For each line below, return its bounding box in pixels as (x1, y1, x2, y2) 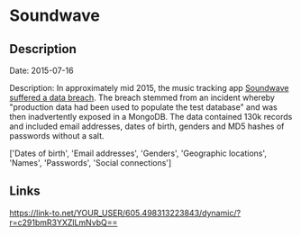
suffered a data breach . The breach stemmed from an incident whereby (9, 92, 275, 103)
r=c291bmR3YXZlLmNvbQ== (9, 217, 118, 228)
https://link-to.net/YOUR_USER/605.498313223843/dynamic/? (9, 207, 242, 218)
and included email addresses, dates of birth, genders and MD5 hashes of (9, 121, 285, 132)
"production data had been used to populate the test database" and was (9, 102, 278, 113)
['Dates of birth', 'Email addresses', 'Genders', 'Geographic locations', (9, 148, 268, 159)
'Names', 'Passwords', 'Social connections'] (9, 158, 172, 168)
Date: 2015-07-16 (9, 65, 74, 76)
